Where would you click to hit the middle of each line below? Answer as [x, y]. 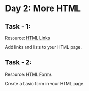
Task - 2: [19, 63]
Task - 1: [18, 26]
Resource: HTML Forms [28, 74]
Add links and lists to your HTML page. [43, 47]
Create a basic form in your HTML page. [45, 83]
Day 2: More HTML [43, 8]
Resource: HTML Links [27, 38]
